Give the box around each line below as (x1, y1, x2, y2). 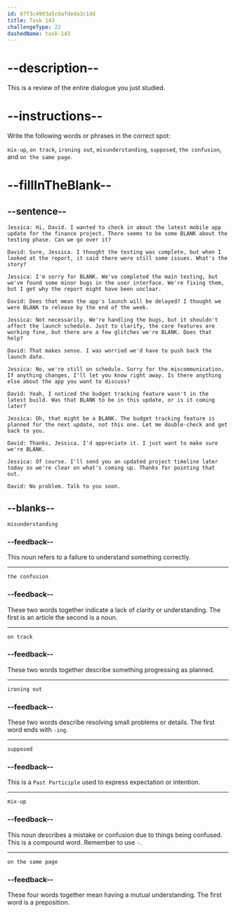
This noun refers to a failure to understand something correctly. (7, 553, 191, 561)
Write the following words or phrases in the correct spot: (7, 132, 171, 140)
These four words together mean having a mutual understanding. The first (7, 890, 222, 899)
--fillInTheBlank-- (7, 178, 112, 194)
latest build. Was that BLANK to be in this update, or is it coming (7, 397, 216, 404)
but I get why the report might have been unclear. (7, 286, 162, 293)
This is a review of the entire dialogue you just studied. (7, 84, 166, 92)
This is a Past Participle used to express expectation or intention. (7, 778, 201, 786)
